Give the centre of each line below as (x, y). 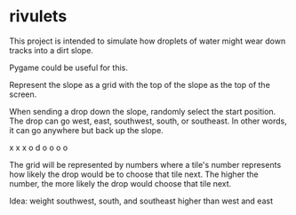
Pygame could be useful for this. (69, 68)
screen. (23, 94)
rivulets (38, 16)
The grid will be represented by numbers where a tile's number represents (145, 164)
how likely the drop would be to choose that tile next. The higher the (134, 174)
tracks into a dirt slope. (51, 50)
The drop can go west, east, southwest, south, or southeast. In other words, (148, 121)
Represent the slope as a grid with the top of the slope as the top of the (140, 84)
